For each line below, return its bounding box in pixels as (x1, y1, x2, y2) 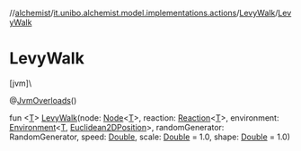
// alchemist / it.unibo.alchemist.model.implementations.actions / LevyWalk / (9, 8, 279, 18)
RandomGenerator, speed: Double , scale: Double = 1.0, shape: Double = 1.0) (9, 131, 290, 142)
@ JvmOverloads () (9, 95, 77, 105)
